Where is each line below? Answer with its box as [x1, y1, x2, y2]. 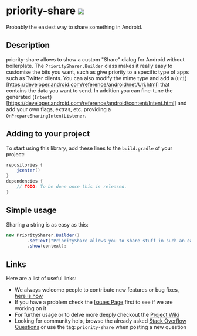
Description [6, 40, 50, 50]
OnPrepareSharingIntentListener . [6, 112, 87, 119]
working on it [14, 305, 47, 312]
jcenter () [16, 167, 41, 173]
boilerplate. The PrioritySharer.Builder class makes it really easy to [6, 62, 173, 69]
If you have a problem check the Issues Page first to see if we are [14, 299, 173, 306]
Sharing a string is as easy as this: [6, 221, 89, 228]
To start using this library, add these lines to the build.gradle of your [6, 145, 173, 152]
